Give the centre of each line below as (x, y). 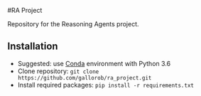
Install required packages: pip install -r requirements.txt (105, 85)
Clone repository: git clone (58, 71)
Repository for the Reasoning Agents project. (74, 24)
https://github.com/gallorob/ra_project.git (85, 78)
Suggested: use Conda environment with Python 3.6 (94, 63)
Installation (33, 47)
